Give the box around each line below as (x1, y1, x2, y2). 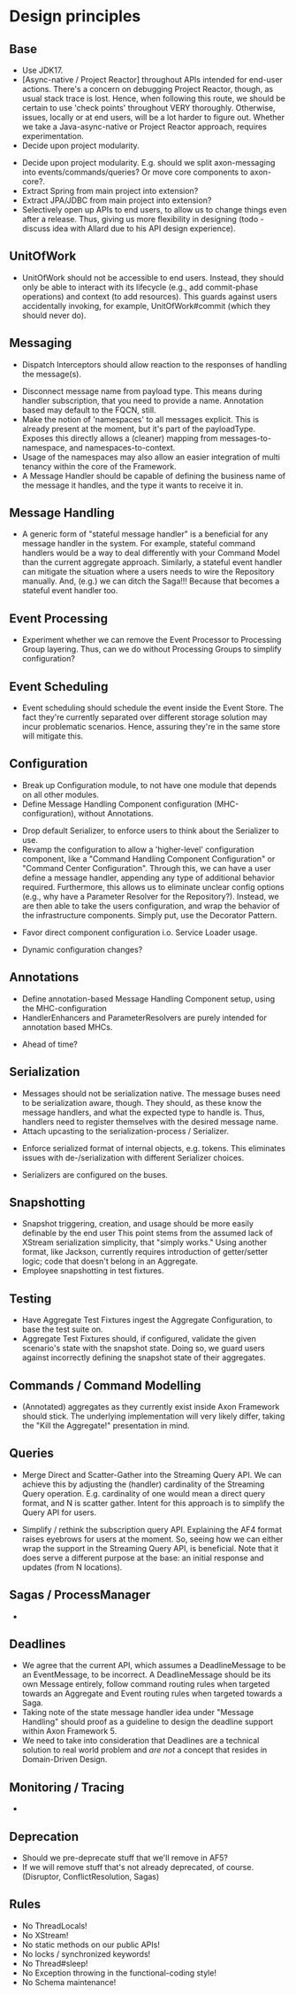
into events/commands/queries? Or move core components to (21, 166, 249, 177)
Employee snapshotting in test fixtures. (21, 1265, 165, 1276)
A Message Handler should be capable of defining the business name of (21, 470, 286, 481)
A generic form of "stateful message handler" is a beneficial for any (21, 529, 269, 539)
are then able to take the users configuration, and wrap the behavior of (21, 901, 280, 911)
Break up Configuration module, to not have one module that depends (21, 779, 277, 790)
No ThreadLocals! (21, 1920, 87, 1931)
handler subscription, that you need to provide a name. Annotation (21, 395, 264, 406)
